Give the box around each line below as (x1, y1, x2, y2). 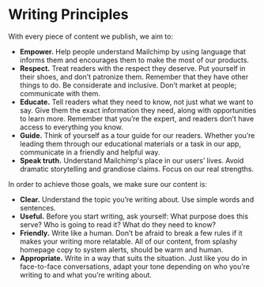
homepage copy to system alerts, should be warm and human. (19, 244, 224, 254)
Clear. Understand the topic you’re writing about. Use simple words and (19, 195, 255, 204)
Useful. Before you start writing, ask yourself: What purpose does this (19, 211, 249, 221)
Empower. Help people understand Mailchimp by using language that (19, 47, 247, 56)
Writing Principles (8, 6, 129, 24)
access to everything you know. (19, 122, 124, 132)
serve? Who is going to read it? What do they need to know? (19, 219, 217, 229)
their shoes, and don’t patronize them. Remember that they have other (19, 72, 249, 81)
